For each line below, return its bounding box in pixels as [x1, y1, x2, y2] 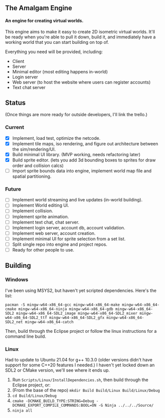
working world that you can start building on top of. [5, 39, 109, 45]
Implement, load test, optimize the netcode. [12, 135, 101, 141]
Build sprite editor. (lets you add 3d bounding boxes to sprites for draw [12, 157, 156, 163]
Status [5, 98, 26, 107]
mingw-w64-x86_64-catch [25, 320, 74, 324]
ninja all [12, 408, 33, 413]
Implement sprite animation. [12, 214, 69, 220]
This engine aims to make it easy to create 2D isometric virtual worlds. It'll [5, 29, 155, 34]
